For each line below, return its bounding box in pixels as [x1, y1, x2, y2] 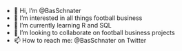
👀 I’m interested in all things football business [13, 14, 143, 22]
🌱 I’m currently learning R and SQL [13, 21, 112, 29]
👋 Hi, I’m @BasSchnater [13, 7, 81, 14]
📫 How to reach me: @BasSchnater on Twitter [13, 37, 147, 44]
